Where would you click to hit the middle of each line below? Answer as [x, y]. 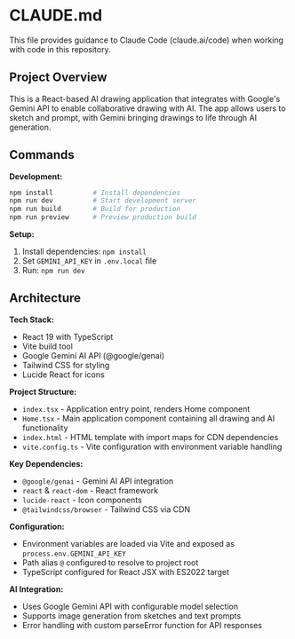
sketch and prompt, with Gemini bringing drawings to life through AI [133, 117]
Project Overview [58, 78]
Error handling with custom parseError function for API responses [142, 625]
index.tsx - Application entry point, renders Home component [136, 408]
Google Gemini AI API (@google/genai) [93, 355]
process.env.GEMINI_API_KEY [74, 554]
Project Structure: [43, 391]
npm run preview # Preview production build [103, 217]
